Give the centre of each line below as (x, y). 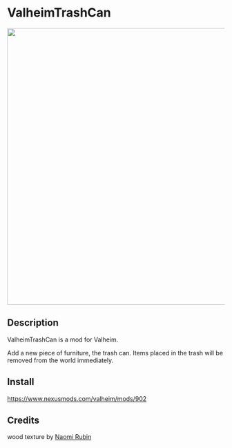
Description (33, 323)
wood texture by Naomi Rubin (49, 437)
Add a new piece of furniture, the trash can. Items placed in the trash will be (115, 353)
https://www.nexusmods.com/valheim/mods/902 (77, 398)
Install (21, 382)
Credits (23, 420)
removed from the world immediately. (60, 360)
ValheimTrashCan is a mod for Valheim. (63, 339)
